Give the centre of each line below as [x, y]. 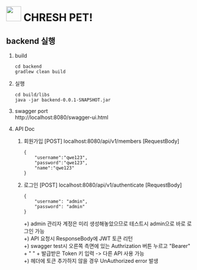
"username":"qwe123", [61, 158]
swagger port [31, 111]
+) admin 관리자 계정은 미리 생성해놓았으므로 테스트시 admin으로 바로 [104, 224]
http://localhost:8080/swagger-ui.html [61, 117]
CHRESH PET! [58, 18]
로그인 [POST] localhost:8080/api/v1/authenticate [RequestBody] [103, 185]
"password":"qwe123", [61, 163]
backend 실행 [31, 41]
